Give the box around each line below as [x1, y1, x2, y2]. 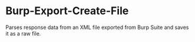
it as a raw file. [5, 30, 41, 37]
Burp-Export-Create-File [5, 4, 129, 18]
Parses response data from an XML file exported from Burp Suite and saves [5, 24, 189, 31]
